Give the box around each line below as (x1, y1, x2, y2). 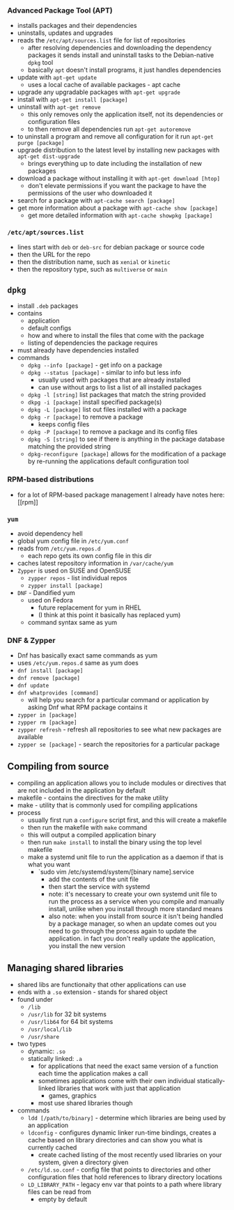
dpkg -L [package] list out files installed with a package (27, 405, 187, 414)
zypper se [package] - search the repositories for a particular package (17, 740, 220, 749)
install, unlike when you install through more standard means (48, 905, 223, 913)
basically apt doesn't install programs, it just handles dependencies (27, 65, 221, 75)
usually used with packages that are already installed (38, 375, 191, 385)
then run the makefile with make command (27, 823, 148, 832)
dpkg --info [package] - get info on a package (27, 361, 162, 369)
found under (17, 995, 54, 1003)
